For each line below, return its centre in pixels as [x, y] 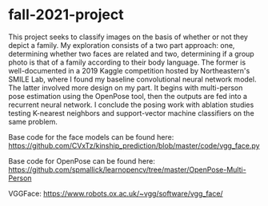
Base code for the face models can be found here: [91, 137]
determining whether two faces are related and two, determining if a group [131, 53]
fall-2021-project [66, 15]
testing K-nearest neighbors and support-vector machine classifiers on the [131, 113]
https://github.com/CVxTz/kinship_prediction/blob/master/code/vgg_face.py [134, 145]
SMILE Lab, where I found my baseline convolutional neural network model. [132, 79]
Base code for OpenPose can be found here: [82, 160]
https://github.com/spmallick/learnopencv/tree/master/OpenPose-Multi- [127, 169]
